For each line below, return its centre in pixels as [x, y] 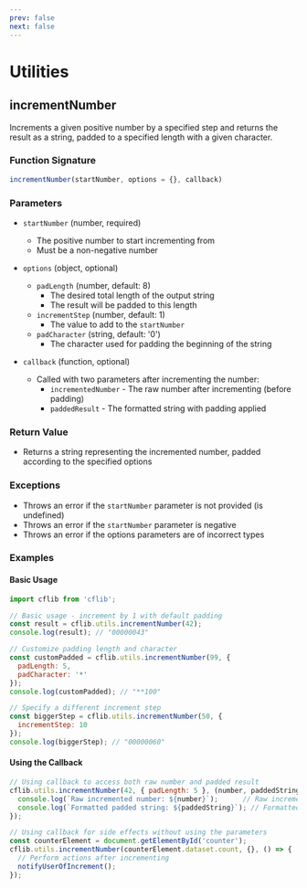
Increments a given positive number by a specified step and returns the [144, 127]
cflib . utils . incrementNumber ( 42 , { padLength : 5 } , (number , [128, 790]
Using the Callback [46, 763]
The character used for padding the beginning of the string [161, 344]
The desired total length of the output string [132, 295]
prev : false [32, 18]
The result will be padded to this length [124, 305]
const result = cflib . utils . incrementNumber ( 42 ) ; [106, 624]
